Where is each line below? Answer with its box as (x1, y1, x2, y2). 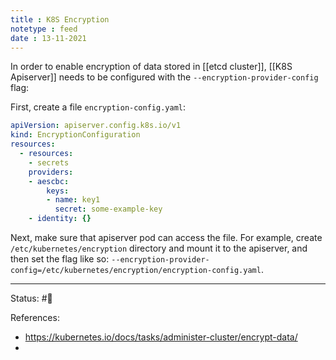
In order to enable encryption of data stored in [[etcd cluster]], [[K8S (10, 61, 293, 73)
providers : (28, 167, 74, 177)
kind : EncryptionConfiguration (10, 130, 141, 140)
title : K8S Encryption (10, 14, 110, 25)
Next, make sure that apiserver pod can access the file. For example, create (10, 232, 323, 243)
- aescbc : (28, 176, 70, 186)
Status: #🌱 (10, 292, 53, 304)
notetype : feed (10, 24, 78, 34)
